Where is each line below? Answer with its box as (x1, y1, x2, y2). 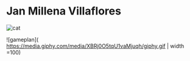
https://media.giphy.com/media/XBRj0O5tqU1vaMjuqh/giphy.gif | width (6, 42, 185, 50)
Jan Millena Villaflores (6, 4, 122, 18)
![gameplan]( (6, 36, 39, 43)
